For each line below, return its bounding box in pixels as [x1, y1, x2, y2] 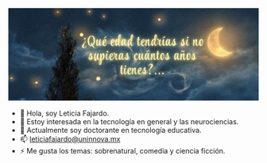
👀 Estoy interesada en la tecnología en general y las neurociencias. [19, 116, 239, 126]
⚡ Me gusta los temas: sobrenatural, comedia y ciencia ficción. [19, 146, 226, 155]
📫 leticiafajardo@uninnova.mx [19, 134, 121, 143]
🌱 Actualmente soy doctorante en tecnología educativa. [19, 125, 202, 135]
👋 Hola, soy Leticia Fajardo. [19, 108, 110, 118]
